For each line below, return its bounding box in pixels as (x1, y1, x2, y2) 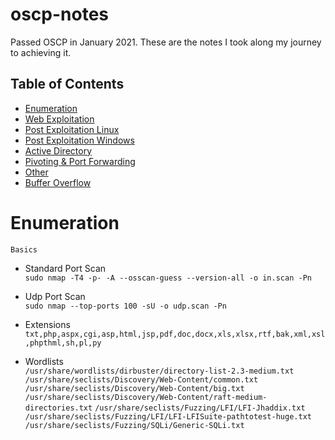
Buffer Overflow (24, 176, 92, 188)
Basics (10, 244, 38, 255)
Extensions (24, 318, 71, 330)
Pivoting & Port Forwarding (24, 155, 136, 167)
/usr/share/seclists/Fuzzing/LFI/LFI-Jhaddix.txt (94, 403, 306, 413)
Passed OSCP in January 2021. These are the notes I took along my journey (10, 36, 322, 48)
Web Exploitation (24, 113, 95, 125)
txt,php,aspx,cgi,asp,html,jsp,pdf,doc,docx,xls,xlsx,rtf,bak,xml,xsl (24, 329, 326, 339)
